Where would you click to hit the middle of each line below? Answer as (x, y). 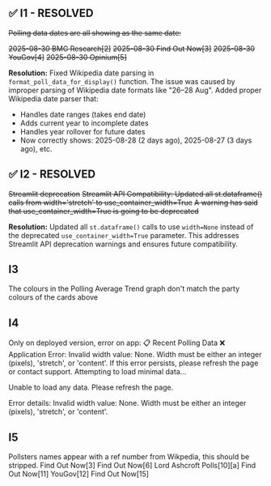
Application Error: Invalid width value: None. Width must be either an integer (135, 355)
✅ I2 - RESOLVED (52, 175)
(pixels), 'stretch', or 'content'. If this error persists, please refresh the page (133, 363)
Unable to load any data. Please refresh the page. (91, 387)
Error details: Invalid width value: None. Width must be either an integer (127, 403)
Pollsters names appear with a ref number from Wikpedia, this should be (129, 457)
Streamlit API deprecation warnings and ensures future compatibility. (123, 244)
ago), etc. (36, 148)
